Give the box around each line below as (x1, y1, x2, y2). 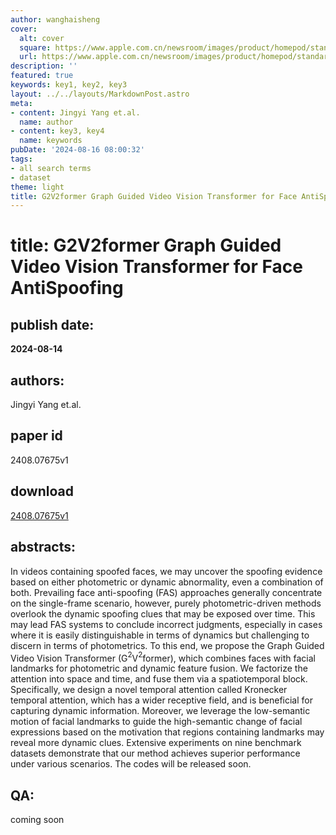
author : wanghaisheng (10, 14, 101, 25)
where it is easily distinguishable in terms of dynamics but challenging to (10, 629, 310, 641)
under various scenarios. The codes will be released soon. (10, 758, 252, 770)
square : (19, 42, 52, 53)
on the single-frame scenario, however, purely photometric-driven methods (10, 597, 322, 609)
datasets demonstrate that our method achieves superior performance (10, 747, 301, 760)
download (10, 483, 74, 500)
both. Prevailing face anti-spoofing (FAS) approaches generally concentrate (10, 586, 323, 598)
